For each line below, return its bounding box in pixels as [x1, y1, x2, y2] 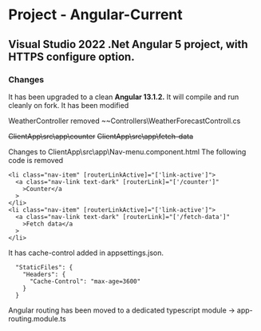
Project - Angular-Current [8, 6, 184, 24]
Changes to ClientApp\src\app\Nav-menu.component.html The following [8, 146, 247, 157]
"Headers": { [22, 270, 66, 278]
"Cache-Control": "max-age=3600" [29, 277, 141, 285]
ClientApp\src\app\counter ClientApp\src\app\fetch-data [8, 131, 194, 141]
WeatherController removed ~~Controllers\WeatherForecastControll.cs [8, 116, 241, 126]
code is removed [8, 155, 64, 165]
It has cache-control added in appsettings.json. [8, 248, 164, 257]
